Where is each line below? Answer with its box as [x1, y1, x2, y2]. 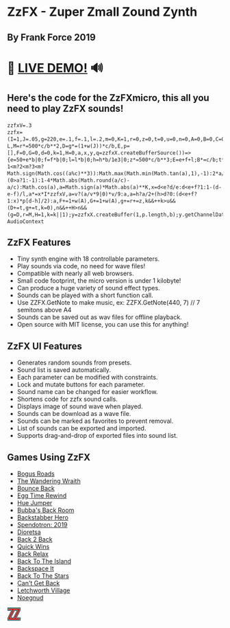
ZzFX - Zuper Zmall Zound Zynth [7, 4, 198, 20]
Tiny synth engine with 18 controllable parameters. [16, 255, 159, 263]
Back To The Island [16, 557, 72, 566]
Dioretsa [16, 528, 41, 536]
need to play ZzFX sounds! [7, 103, 124, 115]
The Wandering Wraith [16, 477, 81, 485]
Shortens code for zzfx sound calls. [16, 395, 118, 404]
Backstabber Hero [16, 513, 68, 522]
